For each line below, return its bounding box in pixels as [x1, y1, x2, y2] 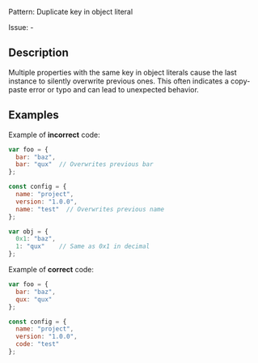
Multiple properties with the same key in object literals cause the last [8, 67, 237, 77]
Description [8, 46, 69, 60]
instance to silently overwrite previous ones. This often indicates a [8, 76, 229, 86]
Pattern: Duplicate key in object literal [8, 7, 133, 16]
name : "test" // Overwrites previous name [15, 205, 164, 213]
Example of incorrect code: [8, 130, 101, 139]
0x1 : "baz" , [15, 235, 57, 243]
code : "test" [15, 340, 60, 348]
